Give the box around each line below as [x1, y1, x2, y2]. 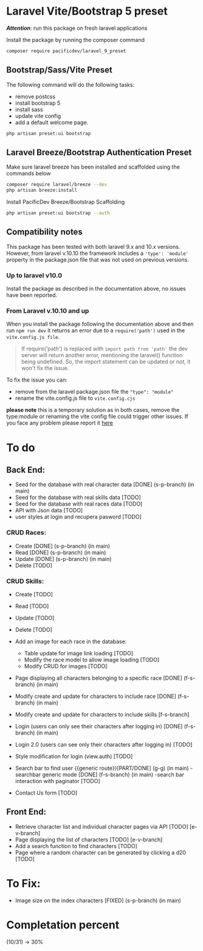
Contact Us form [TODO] [15, 789, 78, 796]
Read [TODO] [15, 602, 49, 610]
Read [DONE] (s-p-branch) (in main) [15, 549, 106, 556]
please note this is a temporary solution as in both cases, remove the [6, 406, 180, 414]
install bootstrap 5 [15, 99, 61, 106]
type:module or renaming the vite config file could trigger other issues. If [6, 413, 188, 420]
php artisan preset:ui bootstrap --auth [6, 210, 111, 217]
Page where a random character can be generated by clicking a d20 [15, 849, 187, 856]
